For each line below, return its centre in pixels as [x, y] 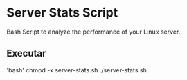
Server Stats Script [62, 13]
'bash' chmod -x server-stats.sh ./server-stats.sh [77, 70]
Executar [26, 53]
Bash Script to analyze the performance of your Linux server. [93, 32]
